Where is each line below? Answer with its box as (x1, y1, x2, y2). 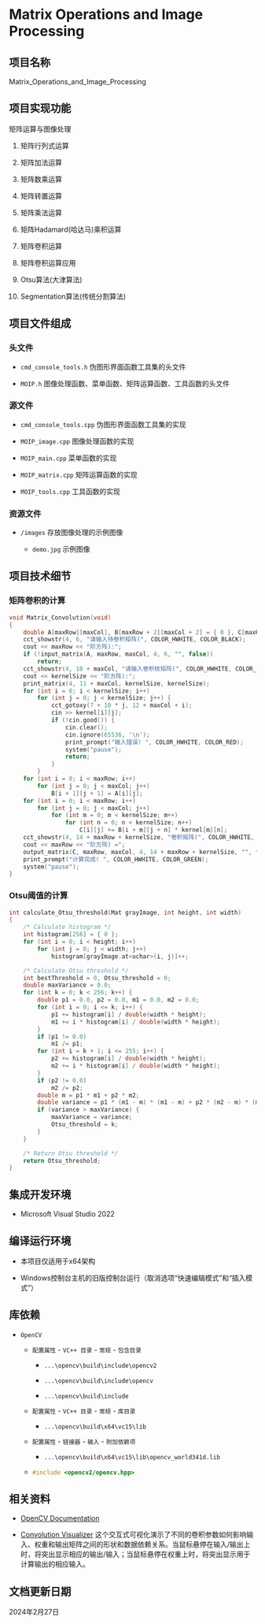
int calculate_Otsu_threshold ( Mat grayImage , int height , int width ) (9, 909, 242, 916)
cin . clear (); (64, 723, 109, 731)
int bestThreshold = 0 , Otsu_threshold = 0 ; (23, 974, 171, 982)
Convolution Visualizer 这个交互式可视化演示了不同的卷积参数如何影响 (20, 1530, 247, 1540)
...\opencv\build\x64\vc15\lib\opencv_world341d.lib (43, 1453, 221, 1461)
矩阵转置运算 (20, 191, 62, 200)
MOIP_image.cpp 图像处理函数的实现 (20, 436, 134, 446)
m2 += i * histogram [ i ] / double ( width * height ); (50, 1062, 221, 1070)
